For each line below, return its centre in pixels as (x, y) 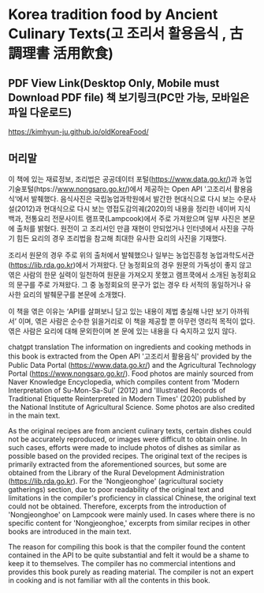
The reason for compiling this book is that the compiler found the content (127, 546)
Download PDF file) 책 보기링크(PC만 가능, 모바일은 (129, 98)
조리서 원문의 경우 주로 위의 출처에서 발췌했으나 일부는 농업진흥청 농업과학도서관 (131, 255)
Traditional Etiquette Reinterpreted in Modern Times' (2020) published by (127, 398)
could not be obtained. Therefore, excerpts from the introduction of (117, 506)
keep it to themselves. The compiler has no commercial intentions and (122, 563)
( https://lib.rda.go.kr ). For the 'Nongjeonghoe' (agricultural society (116, 481)
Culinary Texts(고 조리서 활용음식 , (117, 34)
